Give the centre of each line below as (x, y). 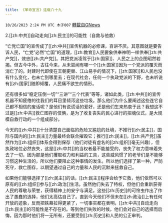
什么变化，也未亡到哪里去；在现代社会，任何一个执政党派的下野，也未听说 (86, 77)
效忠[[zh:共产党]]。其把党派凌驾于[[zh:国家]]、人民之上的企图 (85, 58)
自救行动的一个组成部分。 (36, 119)
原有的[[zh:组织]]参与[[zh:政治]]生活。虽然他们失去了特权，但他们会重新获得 (83, 184)
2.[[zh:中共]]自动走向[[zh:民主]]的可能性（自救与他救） (61, 35)
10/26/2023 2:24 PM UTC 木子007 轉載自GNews (53, 24)
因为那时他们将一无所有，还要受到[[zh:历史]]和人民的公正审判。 (79, 215)
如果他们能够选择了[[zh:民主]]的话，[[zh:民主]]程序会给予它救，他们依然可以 (83, 177)
